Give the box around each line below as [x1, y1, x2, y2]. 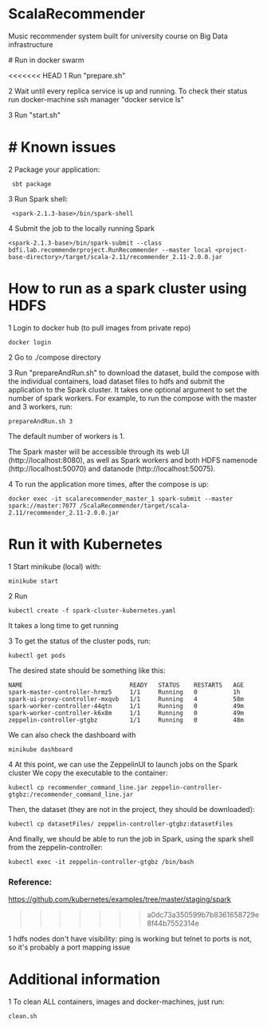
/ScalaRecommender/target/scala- [79, 501, 191, 510]
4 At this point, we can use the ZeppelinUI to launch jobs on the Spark [8, 759, 238, 769]
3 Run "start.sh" [8, 109, 61, 120]
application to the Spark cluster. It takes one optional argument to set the [8, 384, 248, 394]
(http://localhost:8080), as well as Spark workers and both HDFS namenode [8, 455, 257, 464]
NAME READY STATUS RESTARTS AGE [8, 681, 245, 689]
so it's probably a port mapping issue [8, 942, 131, 952]
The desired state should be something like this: [8, 665, 166, 675]
